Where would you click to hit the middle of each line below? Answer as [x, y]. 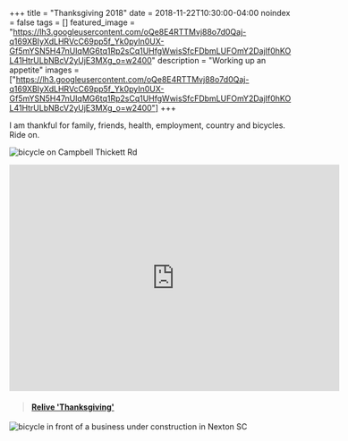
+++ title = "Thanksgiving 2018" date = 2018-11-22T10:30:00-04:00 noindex [150, 13]
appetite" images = [44, 70]
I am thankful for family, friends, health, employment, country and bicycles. [148, 125]
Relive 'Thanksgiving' [72, 407]
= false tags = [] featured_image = [72, 22]
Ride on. [25, 135]
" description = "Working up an [209, 60]
